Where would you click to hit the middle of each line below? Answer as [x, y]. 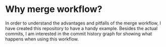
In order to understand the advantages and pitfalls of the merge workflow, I [83, 23]
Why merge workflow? [54, 9]
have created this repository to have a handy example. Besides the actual [81, 28]
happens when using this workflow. [42, 39]
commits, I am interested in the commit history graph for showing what [79, 33]
